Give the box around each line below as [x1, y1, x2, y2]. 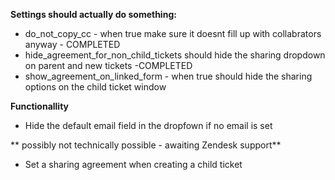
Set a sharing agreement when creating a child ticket [24, 159, 243, 170]
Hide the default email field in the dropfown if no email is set [24, 120, 273, 131]
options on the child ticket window [24, 81, 167, 93]
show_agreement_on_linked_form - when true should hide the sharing [24, 70, 313, 82]
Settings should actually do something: [10, 9, 177, 20]
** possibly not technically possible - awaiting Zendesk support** [10, 139, 282, 151]
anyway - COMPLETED [24, 39, 121, 50]
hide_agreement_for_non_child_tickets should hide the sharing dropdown [24, 49, 326, 61]
